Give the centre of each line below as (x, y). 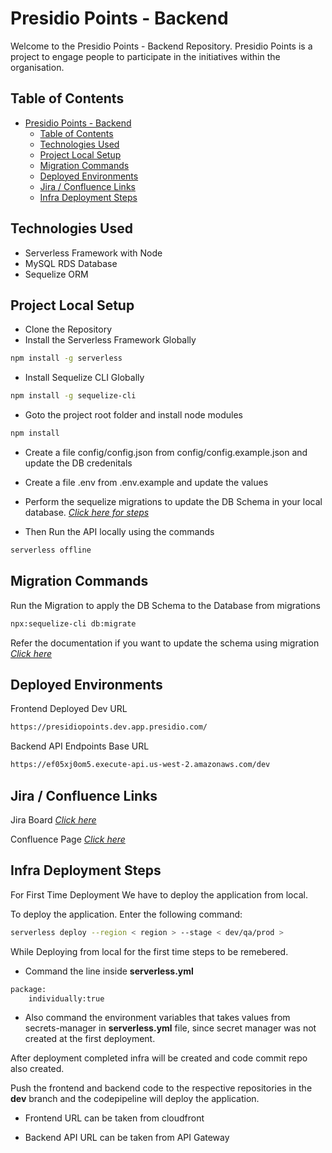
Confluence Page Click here (68, 839)
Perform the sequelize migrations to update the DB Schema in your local (173, 501)
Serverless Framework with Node (93, 253)
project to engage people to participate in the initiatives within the (145, 56)
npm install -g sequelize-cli (73, 396)
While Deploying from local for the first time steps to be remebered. (149, 951)
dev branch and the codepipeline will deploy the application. (135, 1099)
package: (28, 989)
